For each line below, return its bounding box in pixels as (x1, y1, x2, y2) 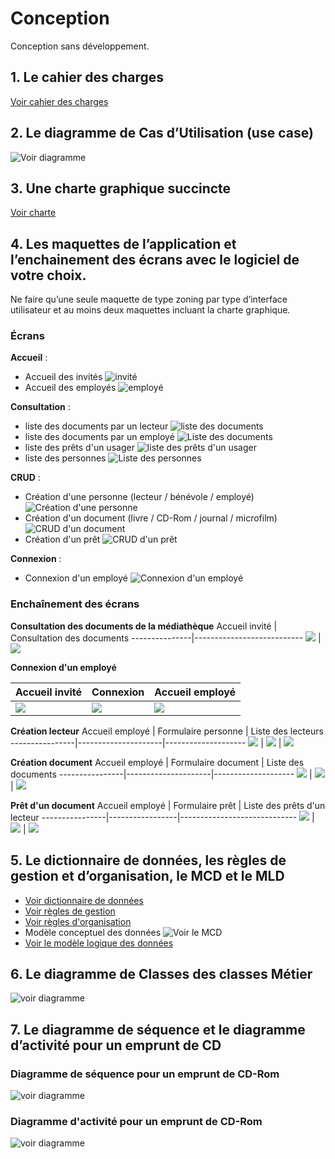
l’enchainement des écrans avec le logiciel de (10, 251, 300, 268)
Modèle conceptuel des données (24, 926, 162, 938)
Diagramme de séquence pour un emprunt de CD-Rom (10, 1067, 280, 1081)
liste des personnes (24, 452, 107, 464)
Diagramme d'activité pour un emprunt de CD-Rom (10, 1115, 263, 1129)
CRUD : (10, 472, 41, 484)
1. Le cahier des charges (10, 69, 164, 86)
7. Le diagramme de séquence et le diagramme (10, 1021, 306, 1038)
